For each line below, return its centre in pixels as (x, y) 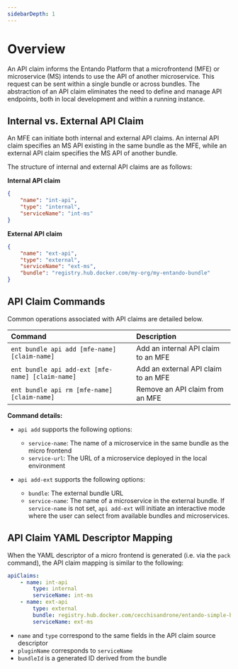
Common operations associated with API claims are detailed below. (105, 319)
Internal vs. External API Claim (75, 121)
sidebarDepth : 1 (31, 14)
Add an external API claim (178, 368)
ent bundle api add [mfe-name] (64, 349)
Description (156, 336)
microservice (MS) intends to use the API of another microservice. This (111, 76)
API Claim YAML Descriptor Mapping (90, 538)
